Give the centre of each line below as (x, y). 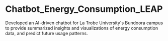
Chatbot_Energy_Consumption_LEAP (84, 9)
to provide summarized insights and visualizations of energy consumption (82, 28)
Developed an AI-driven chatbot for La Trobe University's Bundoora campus (84, 23)
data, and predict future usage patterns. (47, 33)
